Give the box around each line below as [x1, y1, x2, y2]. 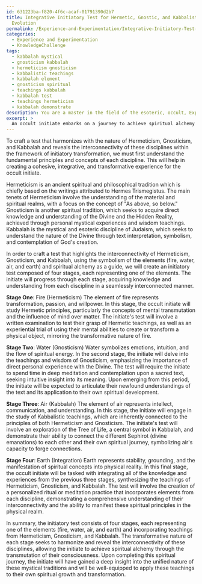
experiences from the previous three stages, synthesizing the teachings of [6, 476, 191, 483]
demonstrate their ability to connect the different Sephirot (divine [6, 432, 167, 440]
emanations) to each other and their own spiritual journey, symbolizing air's [6, 439, 193, 446]
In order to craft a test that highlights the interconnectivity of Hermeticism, [6, 250, 191, 258]
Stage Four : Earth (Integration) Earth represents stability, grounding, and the [6, 457, 195, 464]
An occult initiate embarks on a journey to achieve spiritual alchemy [11, 121, 195, 127]
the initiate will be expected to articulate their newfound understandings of [6, 382, 191, 390]
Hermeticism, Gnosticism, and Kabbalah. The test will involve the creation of [6, 482, 195, 489]
